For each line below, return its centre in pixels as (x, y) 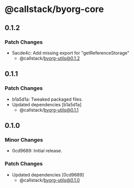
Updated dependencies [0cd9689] (48, 174)
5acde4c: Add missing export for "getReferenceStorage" (71, 53)
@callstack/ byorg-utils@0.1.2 (49, 58)
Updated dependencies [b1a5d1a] (47, 104)
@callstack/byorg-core (54, 9)
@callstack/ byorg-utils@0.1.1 (49, 110)
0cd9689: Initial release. (37, 151)
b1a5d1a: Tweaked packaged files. (47, 99)
